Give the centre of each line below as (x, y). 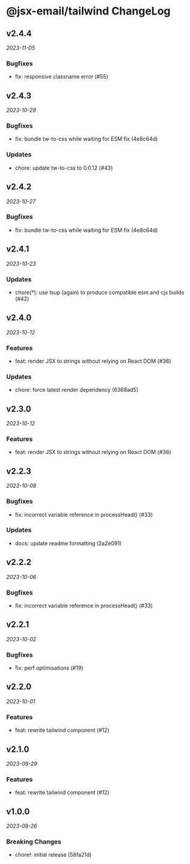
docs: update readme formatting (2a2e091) (68, 543)
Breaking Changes (34, 842)
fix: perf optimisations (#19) (49, 668)
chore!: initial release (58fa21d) (53, 855)
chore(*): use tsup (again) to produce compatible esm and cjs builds (100, 292)
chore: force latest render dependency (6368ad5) (77, 390)
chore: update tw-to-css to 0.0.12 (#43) (64, 168)
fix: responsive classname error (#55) (61, 77)
